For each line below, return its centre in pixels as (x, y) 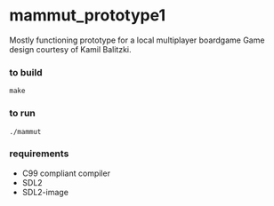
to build (26, 72)
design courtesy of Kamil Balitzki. (70, 49)
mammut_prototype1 (88, 16)
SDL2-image (45, 192)
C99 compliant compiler (66, 173)
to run (22, 114)
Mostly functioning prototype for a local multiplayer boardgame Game (137, 40)
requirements (39, 154)
